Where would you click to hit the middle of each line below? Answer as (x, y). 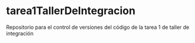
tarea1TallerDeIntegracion (71, 11)
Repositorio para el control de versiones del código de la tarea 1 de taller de (98, 27)
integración (20, 33)
